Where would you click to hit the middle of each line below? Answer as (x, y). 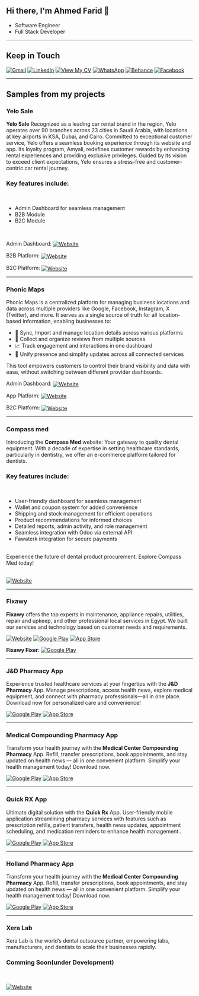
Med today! (20, 563)
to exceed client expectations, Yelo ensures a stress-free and (81, 162)
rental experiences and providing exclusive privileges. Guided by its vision (97, 155)
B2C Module (30, 221)
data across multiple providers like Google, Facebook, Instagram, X (88, 308)
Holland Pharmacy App (40, 864)
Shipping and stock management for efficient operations (84, 513)
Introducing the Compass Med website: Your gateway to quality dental (92, 442)
